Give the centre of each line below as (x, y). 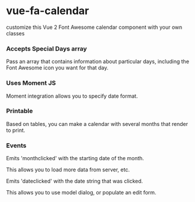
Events (16, 145)
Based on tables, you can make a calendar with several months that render (97, 124)
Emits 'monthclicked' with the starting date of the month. (75, 158)
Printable (20, 111)
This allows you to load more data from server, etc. (68, 170)
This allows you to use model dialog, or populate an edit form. (81, 193)
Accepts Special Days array (47, 48)
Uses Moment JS (31, 83)
